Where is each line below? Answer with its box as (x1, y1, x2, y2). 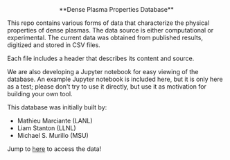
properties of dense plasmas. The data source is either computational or (7, 26, 213, 34)
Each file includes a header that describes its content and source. (7, 54, 195, 62)
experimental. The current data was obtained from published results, (7, 33, 203, 42)
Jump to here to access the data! (7, 145, 102, 153)
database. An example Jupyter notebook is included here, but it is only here (7, 75, 223, 83)
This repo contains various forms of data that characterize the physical (7, 19, 210, 27)
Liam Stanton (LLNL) (17, 124, 76, 132)
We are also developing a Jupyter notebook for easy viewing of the (7, 68, 199, 75)
